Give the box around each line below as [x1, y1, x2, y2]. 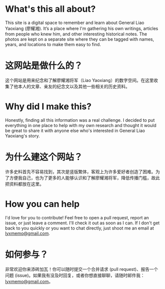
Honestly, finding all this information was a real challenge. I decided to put [5, 117, 155, 123]
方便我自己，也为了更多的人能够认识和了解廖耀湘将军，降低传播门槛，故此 [9, 175, 160, 181]
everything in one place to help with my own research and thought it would [5, 122, 157, 128]
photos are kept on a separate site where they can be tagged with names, [5, 36, 154, 42]
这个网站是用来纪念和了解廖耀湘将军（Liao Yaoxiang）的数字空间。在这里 [5, 77, 154, 83]
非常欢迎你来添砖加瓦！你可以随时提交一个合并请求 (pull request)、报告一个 [5, 266, 158, 272]
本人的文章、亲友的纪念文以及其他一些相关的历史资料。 [18, 83, 130, 89]
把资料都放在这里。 [5, 181, 44, 187]
